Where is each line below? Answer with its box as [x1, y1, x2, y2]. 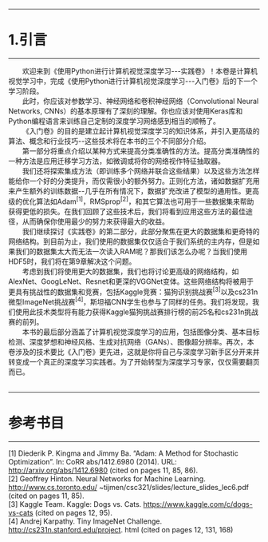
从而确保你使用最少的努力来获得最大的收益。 [22, 217, 169, 226]
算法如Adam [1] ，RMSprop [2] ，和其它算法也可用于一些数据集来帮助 [35, 195, 254, 206]
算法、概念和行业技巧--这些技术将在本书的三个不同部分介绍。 [8, 136, 211, 145]
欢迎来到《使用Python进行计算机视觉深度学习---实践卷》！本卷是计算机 [22, 66, 258, 76]
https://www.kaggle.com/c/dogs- [143, 499, 253, 508]
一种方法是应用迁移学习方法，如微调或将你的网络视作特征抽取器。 [8, 156, 225, 165]
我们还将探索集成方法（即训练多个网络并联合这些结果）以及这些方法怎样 [22, 165, 260, 176]
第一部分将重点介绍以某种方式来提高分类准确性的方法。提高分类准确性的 [22, 145, 260, 156]
